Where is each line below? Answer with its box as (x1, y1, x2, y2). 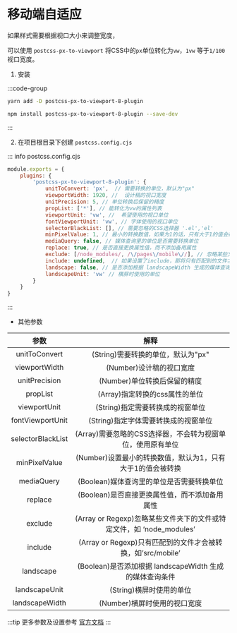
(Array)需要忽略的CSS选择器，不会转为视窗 (75, 429, 219, 439)
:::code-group (7, 84, 48, 92)
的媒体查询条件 (126, 572, 176, 582)
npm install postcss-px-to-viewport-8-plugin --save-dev (7, 110, 178, 117)
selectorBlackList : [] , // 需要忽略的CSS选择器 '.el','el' (44, 224, 214, 231)
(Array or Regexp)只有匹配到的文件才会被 (78, 538, 216, 548)
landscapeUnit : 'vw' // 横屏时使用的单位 (44, 270, 160, 277)
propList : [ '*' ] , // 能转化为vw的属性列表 (44, 205, 162, 212)
